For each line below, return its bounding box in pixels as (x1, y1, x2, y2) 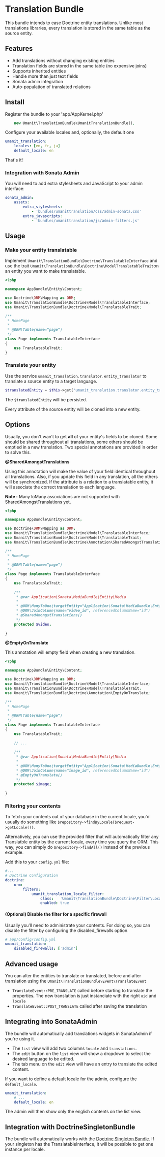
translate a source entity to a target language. (5, 378, 97, 384)
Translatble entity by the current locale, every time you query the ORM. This (5, 839, 159, 845)
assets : (14, 200, 29, 205)
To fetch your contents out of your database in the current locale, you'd (5, 814, 150, 820)
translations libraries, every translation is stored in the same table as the (5, 25, 151, 31)
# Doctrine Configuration (5, 873, 58, 878)
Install (5, 98, 25, 106)
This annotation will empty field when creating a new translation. (5, 649, 136, 655)
